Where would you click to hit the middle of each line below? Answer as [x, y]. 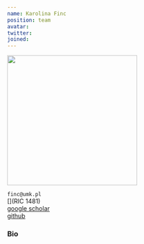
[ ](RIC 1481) [24, 201]
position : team [29, 20]
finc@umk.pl [24, 195]
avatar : [18, 26]
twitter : [20, 33]
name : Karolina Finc [37, 14]
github [16, 216]
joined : [18, 40]
